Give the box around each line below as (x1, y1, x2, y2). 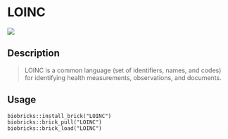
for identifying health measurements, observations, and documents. (24, 73, 222, 81)
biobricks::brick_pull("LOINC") (7, 119, 102, 126)
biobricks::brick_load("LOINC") (7, 124, 102, 132)
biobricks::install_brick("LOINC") (7, 112, 112, 119)
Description (7, 47, 60, 60)
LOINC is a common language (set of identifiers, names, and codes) (24, 66, 222, 74)
